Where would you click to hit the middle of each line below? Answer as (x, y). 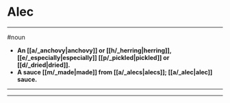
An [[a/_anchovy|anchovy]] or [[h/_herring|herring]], (94, 50)
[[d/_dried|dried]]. (43, 65)
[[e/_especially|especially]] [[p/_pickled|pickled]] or (93, 57)
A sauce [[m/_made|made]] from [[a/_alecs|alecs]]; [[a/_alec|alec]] (115, 72)
